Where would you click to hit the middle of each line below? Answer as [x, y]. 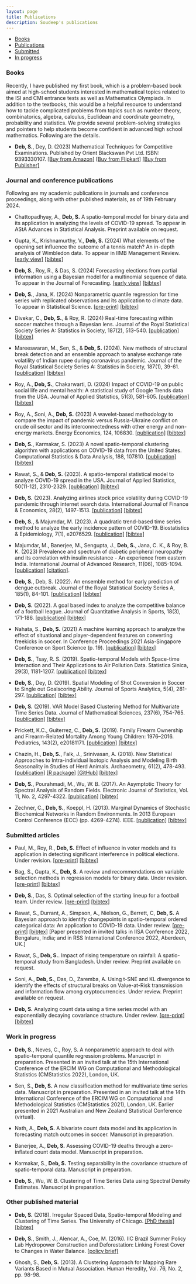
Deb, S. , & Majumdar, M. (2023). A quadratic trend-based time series [98, 522]
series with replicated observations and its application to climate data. [99, 300]
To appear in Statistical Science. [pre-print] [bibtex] [77, 306]
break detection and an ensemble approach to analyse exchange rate [98, 354]
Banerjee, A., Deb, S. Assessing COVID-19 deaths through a [87, 1145]
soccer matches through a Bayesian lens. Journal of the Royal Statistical [102, 324]
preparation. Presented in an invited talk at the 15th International [92, 1062]
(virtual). [25, 1117]
